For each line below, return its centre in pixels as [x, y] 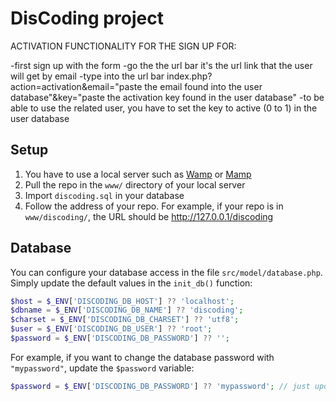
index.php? [189, 76]
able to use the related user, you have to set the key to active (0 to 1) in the [164, 108]
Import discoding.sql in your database [104, 195]
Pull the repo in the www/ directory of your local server [135, 184]
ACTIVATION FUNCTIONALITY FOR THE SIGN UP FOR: [123, 46]
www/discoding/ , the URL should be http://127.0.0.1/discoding [149, 216]
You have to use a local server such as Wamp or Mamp [138, 174]
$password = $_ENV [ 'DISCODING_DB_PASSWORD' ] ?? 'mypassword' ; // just [160, 386]
